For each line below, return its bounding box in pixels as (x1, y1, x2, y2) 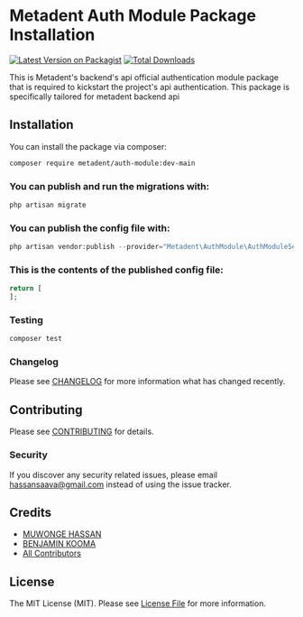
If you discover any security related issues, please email (9, 469, 218, 480)
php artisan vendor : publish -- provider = (9, 243, 164, 252)
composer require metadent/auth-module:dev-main (9, 159, 196, 168)
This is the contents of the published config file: (9, 263, 224, 276)
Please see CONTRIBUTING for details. (9, 426, 155, 437)
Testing (9, 313, 43, 326)
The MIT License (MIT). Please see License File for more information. (9, 598, 266, 609)
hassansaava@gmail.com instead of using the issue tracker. (9, 479, 232, 490)
